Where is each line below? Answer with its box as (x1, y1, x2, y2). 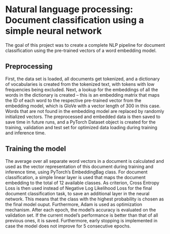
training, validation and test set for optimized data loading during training (5, 124, 157, 130)
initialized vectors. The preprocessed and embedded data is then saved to (5, 113, 161, 120)
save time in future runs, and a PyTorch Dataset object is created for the (5, 119, 156, 125)
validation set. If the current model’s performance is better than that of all (5, 212, 158, 218)
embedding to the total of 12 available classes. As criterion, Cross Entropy (5, 180, 160, 186)
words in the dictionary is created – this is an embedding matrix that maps (5, 92, 160, 98)
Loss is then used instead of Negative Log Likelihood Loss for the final (5, 185, 152, 191)
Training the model (5, 144, 66, 153)
